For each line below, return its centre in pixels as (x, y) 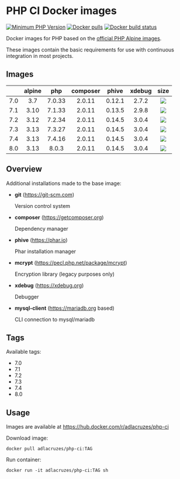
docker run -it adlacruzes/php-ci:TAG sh (57, 471)
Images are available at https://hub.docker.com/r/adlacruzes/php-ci (88, 427)
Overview (24, 169)
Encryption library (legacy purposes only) (65, 274)
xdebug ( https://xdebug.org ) (49, 285)
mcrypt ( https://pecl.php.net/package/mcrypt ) (71, 262)
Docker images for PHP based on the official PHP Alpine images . (84, 38)
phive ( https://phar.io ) (41, 240)
